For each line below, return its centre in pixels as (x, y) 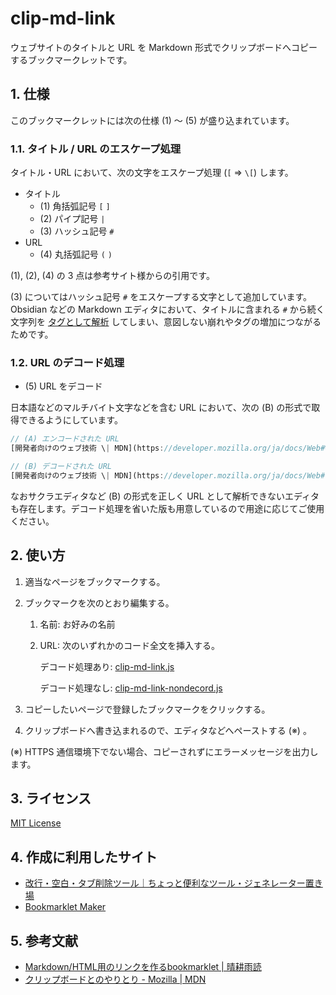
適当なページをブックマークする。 (95, 581)
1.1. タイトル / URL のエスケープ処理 (96, 149)
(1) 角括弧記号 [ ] (75, 206)
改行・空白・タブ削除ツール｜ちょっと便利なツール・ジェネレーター (165, 883)
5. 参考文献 (44, 940)
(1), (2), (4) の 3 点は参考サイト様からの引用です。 (112, 276)
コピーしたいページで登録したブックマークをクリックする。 (147, 709)
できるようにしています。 (70, 420)
